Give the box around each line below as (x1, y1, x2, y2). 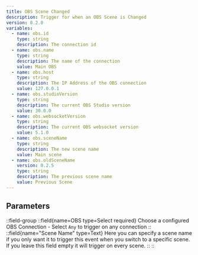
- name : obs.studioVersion (11, 91, 78, 97)
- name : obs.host (11, 69, 54, 75)
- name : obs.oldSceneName (11, 157, 76, 163)
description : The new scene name (17, 146, 99, 152)
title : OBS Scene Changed (6, 8, 70, 15)
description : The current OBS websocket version (17, 124, 139, 130)
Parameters (6, 201, 50, 211)
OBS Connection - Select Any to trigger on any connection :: (6, 223, 152, 230)
